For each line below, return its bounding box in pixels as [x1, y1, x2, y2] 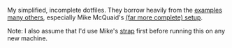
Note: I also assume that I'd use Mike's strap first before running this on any [7, 27, 226, 35]
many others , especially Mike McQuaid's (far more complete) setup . [7, 13, 203, 22]
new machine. [7, 34, 48, 42]
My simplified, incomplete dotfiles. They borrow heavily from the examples [7, 6, 222, 14]
